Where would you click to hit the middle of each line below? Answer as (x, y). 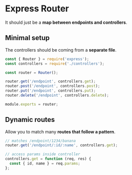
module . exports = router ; (32, 104)
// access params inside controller (43, 154)
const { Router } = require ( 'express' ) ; (47, 59)
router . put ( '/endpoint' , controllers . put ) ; (50, 91)
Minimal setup (28, 38)
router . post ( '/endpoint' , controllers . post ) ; (52, 86)
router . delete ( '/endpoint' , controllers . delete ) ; (57, 95)
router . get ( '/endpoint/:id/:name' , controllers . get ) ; (62, 145)
